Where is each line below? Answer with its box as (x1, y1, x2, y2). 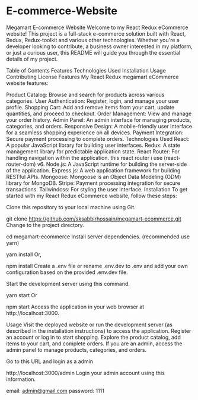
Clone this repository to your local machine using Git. (6, 203, 136, 210)
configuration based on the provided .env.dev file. (6, 269, 129, 276)
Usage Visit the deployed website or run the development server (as (6, 321, 173, 328)
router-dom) (6, 160, 36, 168)
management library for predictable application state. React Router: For (6, 147, 180, 155)
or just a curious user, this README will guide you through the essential (6, 49, 181, 56)
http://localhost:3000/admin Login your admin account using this (6, 369, 165, 376)
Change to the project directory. (6, 221, 84, 228)
